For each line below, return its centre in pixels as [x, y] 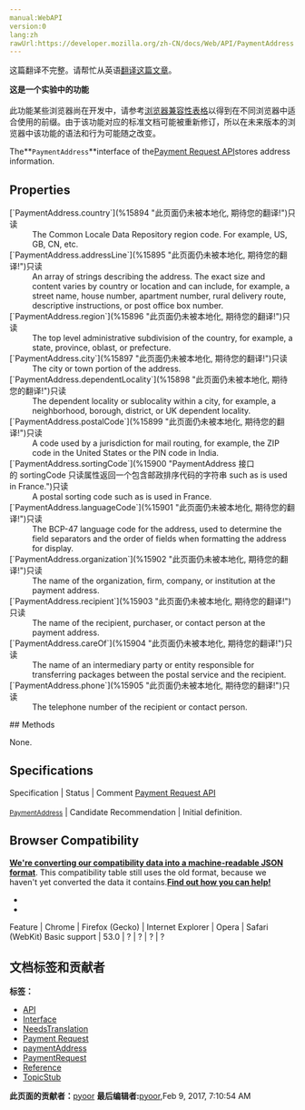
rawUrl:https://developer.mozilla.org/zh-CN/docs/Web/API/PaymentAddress [152, 43]
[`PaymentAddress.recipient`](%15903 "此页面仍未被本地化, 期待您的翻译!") [151, 601]
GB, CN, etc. [55, 244]
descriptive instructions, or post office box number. [128, 306]
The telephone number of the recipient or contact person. [140, 707]
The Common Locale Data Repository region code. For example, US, [160, 235]
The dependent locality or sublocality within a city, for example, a [154, 401]
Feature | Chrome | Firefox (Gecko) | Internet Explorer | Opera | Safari [139, 927]
